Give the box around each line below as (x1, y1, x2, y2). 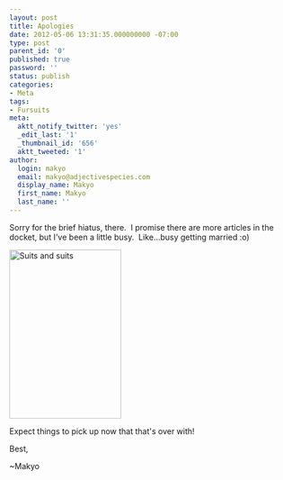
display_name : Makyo (17, 181, 94, 190)
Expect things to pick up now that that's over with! (9, 425, 195, 437)
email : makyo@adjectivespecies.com (17, 172, 151, 181)
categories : (9, 80, 54, 89)
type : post (9, 38, 50, 48)
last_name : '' (17, 197, 70, 207)
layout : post (9, 13, 58, 23)
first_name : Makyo (17, 189, 87, 198)
